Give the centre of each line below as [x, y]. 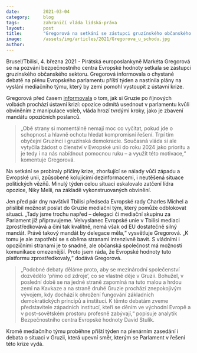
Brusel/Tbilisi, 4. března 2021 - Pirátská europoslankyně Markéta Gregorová [98, 61]
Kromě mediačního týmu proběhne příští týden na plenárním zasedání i [92, 331]
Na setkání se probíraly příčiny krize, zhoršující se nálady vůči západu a [93, 171]
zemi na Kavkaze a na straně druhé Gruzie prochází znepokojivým [101, 288]
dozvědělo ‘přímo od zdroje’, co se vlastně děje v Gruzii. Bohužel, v [102, 276]
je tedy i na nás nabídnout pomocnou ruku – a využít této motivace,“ [103, 153]
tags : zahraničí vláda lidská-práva [62, 22]
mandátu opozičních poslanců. [43, 116]
